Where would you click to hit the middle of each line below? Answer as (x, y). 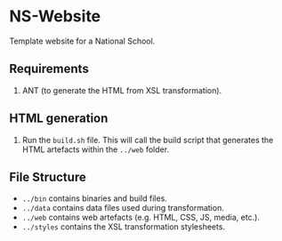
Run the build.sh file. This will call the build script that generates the (148, 140)
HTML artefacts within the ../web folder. (96, 149)
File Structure (48, 177)
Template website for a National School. (82, 41)
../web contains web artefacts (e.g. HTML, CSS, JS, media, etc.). (141, 217)
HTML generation (59, 119)
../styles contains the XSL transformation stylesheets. (123, 227)
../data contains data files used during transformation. (123, 208)
